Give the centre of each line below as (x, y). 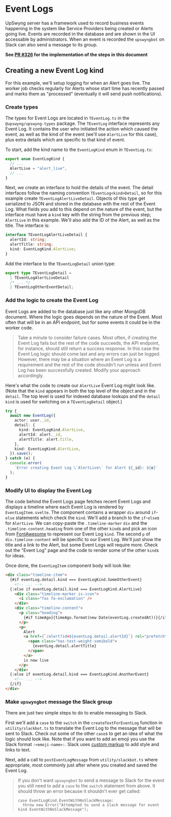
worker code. (19, 327)
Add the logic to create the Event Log (52, 300)
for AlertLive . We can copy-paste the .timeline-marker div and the (76, 523)
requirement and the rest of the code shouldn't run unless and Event (89, 365)
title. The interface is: (27, 225)
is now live (36, 660)
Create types (22, 107)
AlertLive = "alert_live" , (38, 168)
